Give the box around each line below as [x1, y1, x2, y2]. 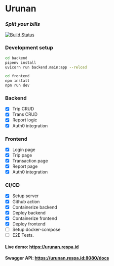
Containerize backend [12, 204, 58, 210]
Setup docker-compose [12, 226, 61, 232]
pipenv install [5, 60, 37, 65]
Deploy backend [12, 210, 46, 215]
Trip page [12, 152, 32, 158]
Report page [12, 163, 38, 169]
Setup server [12, 193, 39, 199]
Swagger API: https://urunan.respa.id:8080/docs [5, 255, 110, 261]
